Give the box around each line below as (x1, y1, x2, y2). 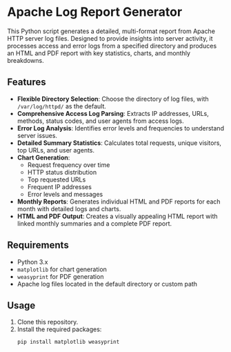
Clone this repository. (17, 318, 79, 326)
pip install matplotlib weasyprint (17, 339, 120, 346)
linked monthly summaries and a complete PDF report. (17, 219, 172, 228)
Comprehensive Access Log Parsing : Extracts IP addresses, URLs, (17, 109, 209, 117)
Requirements (7, 239, 69, 251)
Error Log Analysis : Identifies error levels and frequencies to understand (17, 124, 224, 132)
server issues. (17, 131, 57, 139)
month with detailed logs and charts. (17, 204, 121, 213)
